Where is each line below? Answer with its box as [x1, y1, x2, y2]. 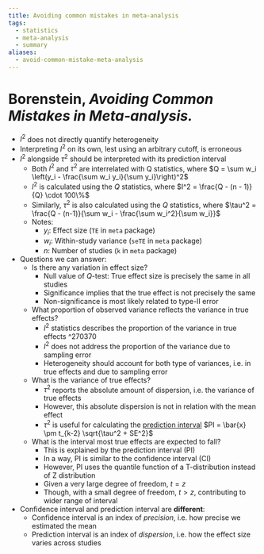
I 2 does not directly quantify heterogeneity [19, 133, 159, 144]
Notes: [31, 217, 54, 226]
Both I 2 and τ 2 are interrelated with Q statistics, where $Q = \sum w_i [31, 162, 257, 173]
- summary [15, 41, 48, 49]
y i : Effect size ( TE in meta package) [43, 225, 156, 237]
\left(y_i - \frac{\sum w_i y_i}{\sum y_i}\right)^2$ [31, 172, 189, 182]
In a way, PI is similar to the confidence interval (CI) [43, 453, 212, 463]
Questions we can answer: [19, 255, 107, 264]
